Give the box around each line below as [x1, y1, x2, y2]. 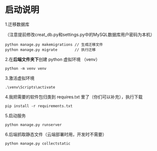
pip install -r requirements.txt [5, 104, 73, 108]
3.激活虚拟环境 [5, 75, 35, 81]
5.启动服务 [5, 112, 26, 119]
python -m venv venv [5, 66, 47, 71]
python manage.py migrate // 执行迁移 [5, 47, 96, 52]
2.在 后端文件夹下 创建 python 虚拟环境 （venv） [5, 56, 100, 62]
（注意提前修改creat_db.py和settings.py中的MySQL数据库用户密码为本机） [5, 31, 155, 37]
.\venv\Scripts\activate [5, 85, 55, 90]
